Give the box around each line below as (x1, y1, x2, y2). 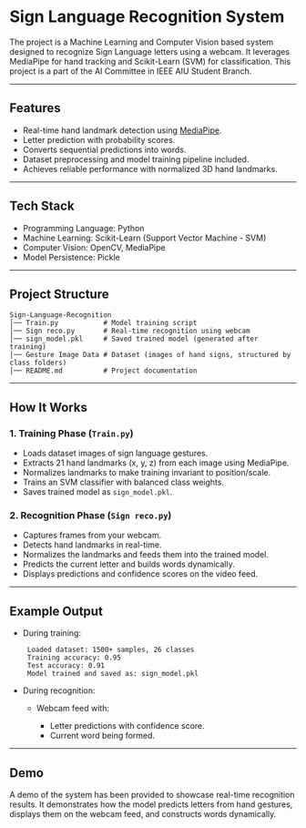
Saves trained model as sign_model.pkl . (22, 486, 173, 497)
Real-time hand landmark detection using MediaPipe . (22, 125, 222, 136)
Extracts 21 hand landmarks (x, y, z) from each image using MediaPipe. (22, 457, 290, 468)
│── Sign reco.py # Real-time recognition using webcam (9, 326, 250, 336)
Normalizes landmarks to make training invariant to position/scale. (22, 467, 271, 478)
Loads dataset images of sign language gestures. (22, 448, 209, 459)
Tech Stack (9, 199, 75, 214)
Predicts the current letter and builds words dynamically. (22, 558, 235, 570)
